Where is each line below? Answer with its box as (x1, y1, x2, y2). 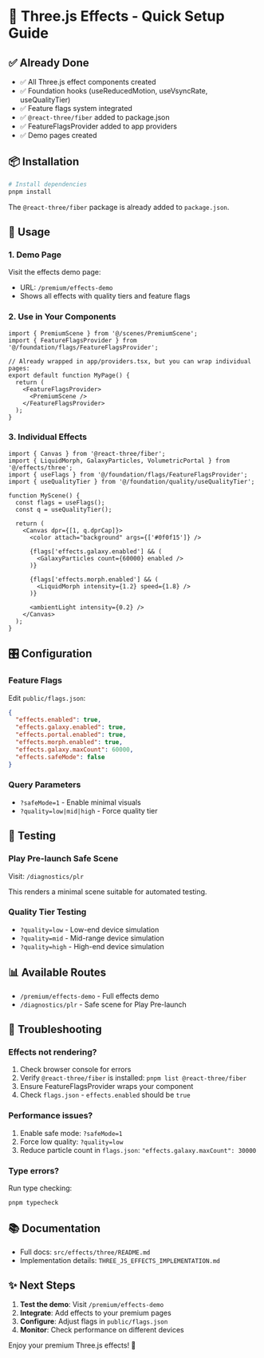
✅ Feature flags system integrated (19, 104, 133, 113)
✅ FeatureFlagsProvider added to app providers (19, 121, 178, 131)
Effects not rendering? (8, 1046, 97, 1057)
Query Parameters (8, 779, 81, 790)
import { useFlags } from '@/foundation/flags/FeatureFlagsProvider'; (8, 470, 248, 478)
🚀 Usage (8, 225, 50, 239)
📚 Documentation (8, 1221, 101, 1236)
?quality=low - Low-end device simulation (19, 924, 160, 934)
